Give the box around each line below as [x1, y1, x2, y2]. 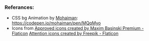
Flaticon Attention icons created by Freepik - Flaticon [11, 31, 119, 37]
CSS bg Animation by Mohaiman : [11, 15, 79, 21]
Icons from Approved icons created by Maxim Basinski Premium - [11, 25, 144, 31]
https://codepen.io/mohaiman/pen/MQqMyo [11, 20, 101, 26]
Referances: [4, 4, 35, 11]
